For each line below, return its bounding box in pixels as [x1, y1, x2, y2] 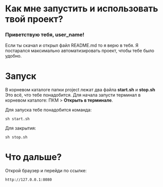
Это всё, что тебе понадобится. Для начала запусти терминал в [5, 92, 141, 98]
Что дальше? [5, 151, 62, 163]
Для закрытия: [5, 125, 36, 131]
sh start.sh [5, 117, 30, 122]
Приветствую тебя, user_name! [5, 31, 85, 38]
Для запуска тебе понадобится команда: [5, 107, 92, 113]
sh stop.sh [5, 135, 28, 140]
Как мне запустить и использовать [5, 3, 159, 14]
